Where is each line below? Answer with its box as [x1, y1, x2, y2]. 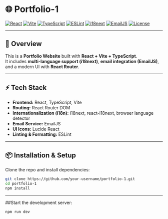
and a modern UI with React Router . [5, 64, 80, 70]
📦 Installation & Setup [5, 151, 76, 159]
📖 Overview [5, 40, 42, 48]
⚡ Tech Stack [5, 84, 47, 92]
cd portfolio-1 [5, 181, 37, 186]
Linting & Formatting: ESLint [12, 131, 71, 137]
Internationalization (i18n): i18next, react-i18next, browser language [12, 110, 154, 116]
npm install [5, 186, 30, 191]
